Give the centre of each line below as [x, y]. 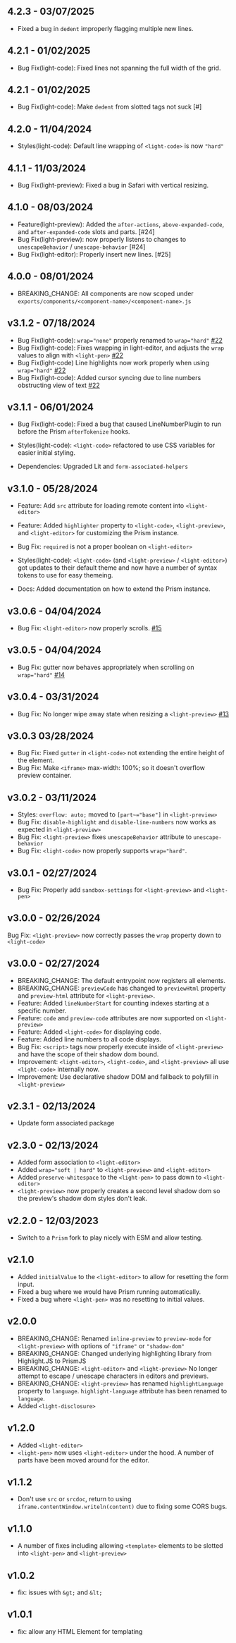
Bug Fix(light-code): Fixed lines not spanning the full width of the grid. [119, 68]
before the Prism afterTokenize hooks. [74, 432]
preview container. [44, 776]
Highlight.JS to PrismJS [52, 1361]
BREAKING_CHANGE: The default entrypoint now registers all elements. [122, 980]
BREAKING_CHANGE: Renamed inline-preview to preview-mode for [114, 1338]
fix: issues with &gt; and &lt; [60, 1592]
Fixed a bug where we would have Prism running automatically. [109, 1291]
